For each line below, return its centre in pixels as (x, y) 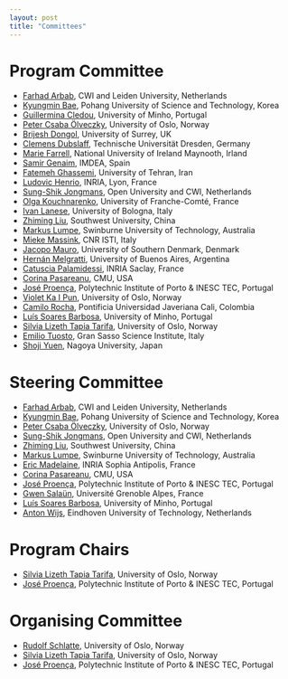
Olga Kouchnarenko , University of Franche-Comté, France (130, 202)
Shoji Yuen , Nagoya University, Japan (93, 345)
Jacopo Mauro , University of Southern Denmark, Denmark (131, 250)
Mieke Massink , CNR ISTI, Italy (79, 240)
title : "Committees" (48, 26)
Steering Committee (87, 382)
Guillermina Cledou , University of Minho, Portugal (115, 115)
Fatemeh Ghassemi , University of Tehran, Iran (107, 173)
